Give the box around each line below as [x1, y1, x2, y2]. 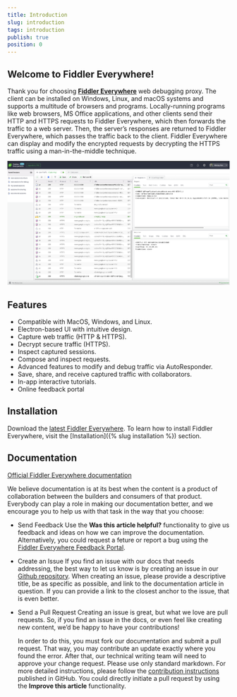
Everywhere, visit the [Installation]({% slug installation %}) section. [7, 431, 202, 440]
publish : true [7, 34, 49, 41]
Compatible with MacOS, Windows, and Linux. [17, 317, 153, 326]
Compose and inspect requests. [17, 355, 111, 363]
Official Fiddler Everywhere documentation [7, 471, 132, 479]
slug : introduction [7, 18, 65, 26]
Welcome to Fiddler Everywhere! [7, 68, 154, 80]
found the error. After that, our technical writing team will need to [17, 651, 207, 660]
